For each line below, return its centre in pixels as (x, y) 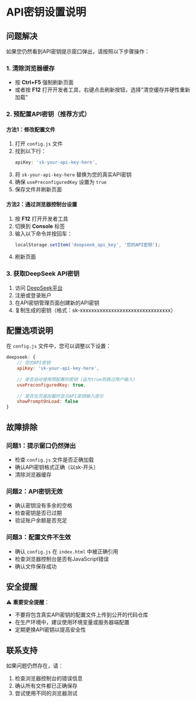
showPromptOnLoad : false (48, 402)
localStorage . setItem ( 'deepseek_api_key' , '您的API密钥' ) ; (88, 245)
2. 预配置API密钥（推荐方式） (48, 114)
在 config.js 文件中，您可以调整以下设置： (59, 346)
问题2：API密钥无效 (35, 491)
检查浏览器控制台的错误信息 (49, 678)
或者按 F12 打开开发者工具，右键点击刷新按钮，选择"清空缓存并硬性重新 (102, 90)
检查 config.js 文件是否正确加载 (54, 459)
